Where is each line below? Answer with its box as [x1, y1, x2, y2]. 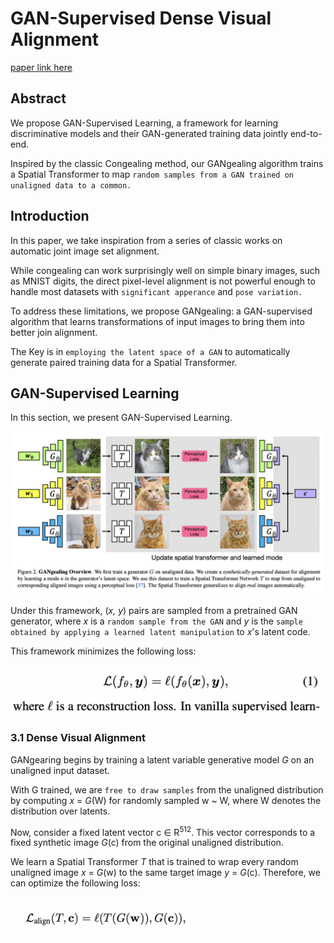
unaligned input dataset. [10, 764, 110, 776]
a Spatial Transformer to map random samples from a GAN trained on [10, 168, 294, 180]
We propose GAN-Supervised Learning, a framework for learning [10, 117, 279, 129]
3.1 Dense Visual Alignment [10, 731, 146, 745]
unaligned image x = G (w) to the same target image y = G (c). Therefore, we [10, 867, 321, 879]
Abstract [10, 90, 67, 107]
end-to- [289, 127, 323, 139]
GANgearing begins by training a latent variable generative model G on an [10, 753, 315, 766]
